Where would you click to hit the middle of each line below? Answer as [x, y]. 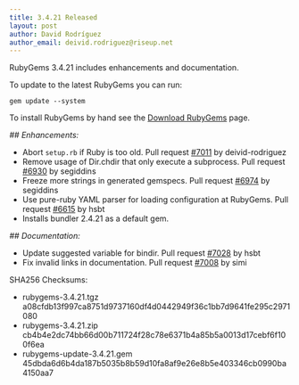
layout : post [33, 26]
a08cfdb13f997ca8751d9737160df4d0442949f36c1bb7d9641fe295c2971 [156, 307]
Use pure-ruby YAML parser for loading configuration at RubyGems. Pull [155, 200]
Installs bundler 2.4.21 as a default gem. [96, 218]
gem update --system [48, 102]
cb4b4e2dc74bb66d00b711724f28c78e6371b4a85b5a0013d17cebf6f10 [154, 335]
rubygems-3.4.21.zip [60, 325]
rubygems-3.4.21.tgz [60, 297]
